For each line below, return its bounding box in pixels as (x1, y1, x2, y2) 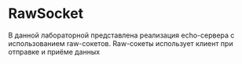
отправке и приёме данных (8, 47, 101, 56)
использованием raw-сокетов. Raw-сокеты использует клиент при (8, 38, 233, 48)
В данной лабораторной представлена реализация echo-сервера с (8, 30, 235, 40)
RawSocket (8, 5, 84, 23)
